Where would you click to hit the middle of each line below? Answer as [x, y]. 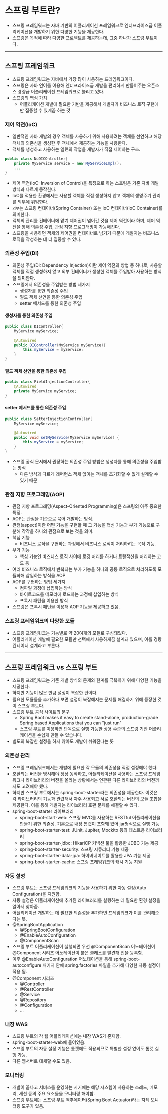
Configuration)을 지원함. [37, 894]
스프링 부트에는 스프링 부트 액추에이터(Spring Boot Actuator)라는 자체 [81, 1100]
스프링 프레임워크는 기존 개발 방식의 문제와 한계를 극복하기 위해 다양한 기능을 [87, 680]
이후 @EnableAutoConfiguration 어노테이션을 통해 [62, 959]
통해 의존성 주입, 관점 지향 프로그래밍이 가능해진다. [71, 227]
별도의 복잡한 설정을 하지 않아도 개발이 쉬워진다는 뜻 [63, 741]
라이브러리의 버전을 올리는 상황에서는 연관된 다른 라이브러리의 [86, 780]
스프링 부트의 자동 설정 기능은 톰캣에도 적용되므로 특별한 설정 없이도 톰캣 [83, 1049]
